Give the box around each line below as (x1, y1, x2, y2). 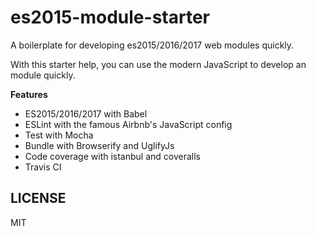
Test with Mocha (24, 129, 94, 141)
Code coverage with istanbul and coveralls (24, 150, 201, 162)
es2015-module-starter (10, 6, 210, 29)
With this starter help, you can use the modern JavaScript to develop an (10, 58, 307, 70)
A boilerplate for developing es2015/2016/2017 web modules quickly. (10, 39, 295, 51)
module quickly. (10, 69, 76, 81)
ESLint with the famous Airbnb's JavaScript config (24, 118, 233, 130)
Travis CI (24, 161, 62, 173)
